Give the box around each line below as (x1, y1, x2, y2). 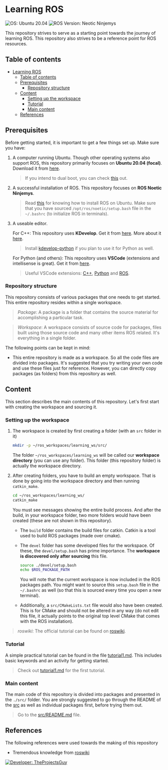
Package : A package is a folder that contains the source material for (17, 309, 158, 315)
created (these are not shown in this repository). (12, 517, 112, 523)
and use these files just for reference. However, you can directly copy (12, 365, 156, 371)
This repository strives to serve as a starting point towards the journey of (5, 30, 156, 36)
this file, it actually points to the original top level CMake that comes (20, 613, 160, 619)
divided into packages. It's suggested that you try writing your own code (12, 360, 163, 366)
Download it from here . (12, 165, 60, 171)
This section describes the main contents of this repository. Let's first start (5, 398, 159, 404)
